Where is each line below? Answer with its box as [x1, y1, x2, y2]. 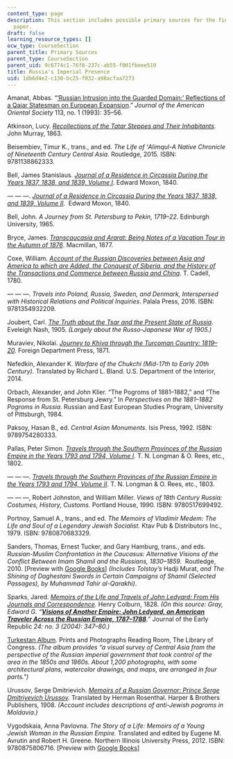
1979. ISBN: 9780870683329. [7, 529, 92, 537]
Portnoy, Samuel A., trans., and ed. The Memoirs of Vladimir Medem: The [7, 515, 216, 523]
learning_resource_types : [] [7, 36, 92, 43]
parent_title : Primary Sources [7, 49, 98, 56]
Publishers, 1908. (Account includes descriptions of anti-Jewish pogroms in [7, 701, 224, 709]
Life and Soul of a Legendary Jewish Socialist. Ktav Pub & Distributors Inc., [7, 522, 223, 530]
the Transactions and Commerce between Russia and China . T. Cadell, [7, 269, 210, 278]
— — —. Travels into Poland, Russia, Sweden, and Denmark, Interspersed [7, 290, 218, 299]
